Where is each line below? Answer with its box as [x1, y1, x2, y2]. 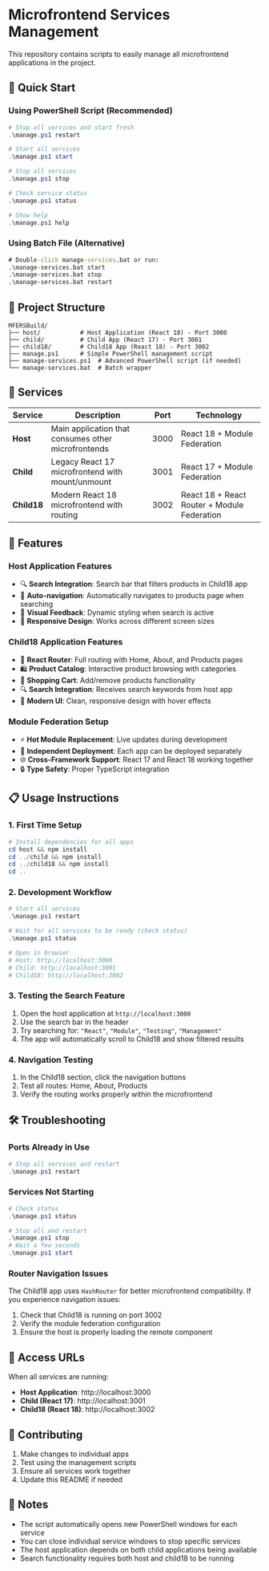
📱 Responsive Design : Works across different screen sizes [19, 617, 215, 626]
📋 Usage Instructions [8, 792, 119, 805]
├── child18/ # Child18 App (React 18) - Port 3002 [8, 343, 210, 351]
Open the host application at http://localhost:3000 [19, 1008, 191, 1018]
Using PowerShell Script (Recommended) [8, 105, 174, 116]
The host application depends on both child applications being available [19, 1545, 258, 1554]
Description [74, 409, 121, 421]
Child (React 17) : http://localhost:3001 [19, 1396, 146, 1406]
